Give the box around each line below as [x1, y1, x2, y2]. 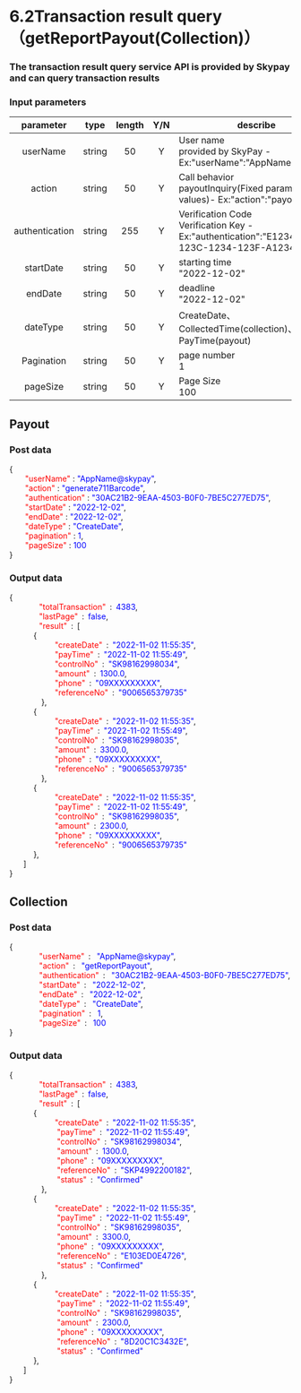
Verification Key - [178, 219, 254, 232]
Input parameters [9, 96, 87, 108]
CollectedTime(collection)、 [178, 322, 297, 335]
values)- [178, 193, 217, 206]
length [116, 119, 145, 132]
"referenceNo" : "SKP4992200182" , [56, 1165, 193, 1175]
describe [236, 119, 276, 132]
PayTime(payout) [178, 334, 252, 347]
